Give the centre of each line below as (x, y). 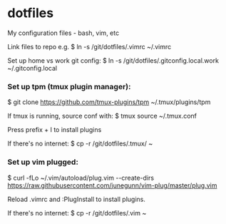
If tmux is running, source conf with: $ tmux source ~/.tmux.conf (102, 116)
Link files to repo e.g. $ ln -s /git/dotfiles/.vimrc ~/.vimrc (89, 46)
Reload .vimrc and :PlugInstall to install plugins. (77, 199)
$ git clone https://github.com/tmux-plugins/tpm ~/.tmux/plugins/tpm (109, 102)
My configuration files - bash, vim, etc (63, 33)
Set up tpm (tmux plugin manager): (69, 86)
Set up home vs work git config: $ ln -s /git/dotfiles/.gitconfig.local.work (113, 60)
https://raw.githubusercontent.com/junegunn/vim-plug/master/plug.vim (112, 185)
